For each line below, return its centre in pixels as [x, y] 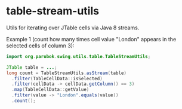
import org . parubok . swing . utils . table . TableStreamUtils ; [78, 56]
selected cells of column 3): [40, 46]
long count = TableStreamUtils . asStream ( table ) [67, 73]
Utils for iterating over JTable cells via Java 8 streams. [73, 28]
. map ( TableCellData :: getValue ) [50, 90]
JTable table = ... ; [32, 67]
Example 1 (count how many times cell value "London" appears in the [91, 39]
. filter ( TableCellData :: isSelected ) [57, 78]
